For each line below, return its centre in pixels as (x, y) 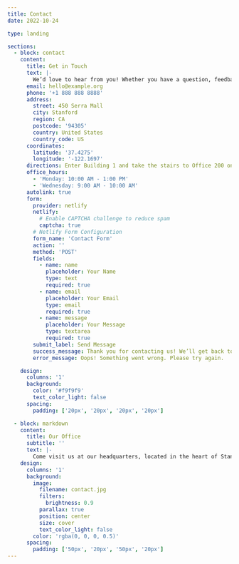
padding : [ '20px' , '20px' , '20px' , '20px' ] (98, 411)
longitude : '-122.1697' (68, 159)
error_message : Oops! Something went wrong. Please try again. (128, 358)
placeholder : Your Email (82, 298)
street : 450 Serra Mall (68, 106)
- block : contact (39, 53)
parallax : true (61, 510)
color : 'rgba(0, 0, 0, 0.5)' (76, 536)
